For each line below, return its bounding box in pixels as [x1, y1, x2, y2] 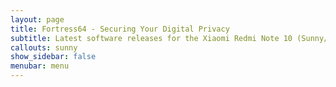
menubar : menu [10, 61, 70, 71]
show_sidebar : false [10, 52, 97, 62]
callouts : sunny [10, 42, 78, 53]
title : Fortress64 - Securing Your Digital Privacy [10, 24, 230, 34]
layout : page [10, 14, 65, 25]
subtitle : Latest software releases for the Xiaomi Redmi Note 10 [10, 33, 293, 43]
